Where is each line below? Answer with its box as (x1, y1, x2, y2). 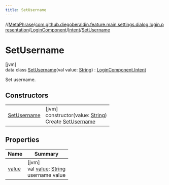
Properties (5, 135, 40, 144)
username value (27, 172, 66, 179)
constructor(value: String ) (45, 112, 108, 119)
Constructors (5, 91, 49, 99)
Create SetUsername (45, 118, 95, 125)
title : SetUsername (5, 7, 47, 13)
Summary (35, 151, 59, 158)
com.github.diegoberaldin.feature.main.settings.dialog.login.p (35, 21, 164, 27)
